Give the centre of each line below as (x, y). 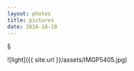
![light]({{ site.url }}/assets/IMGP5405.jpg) (67, 60)
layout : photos (29, 14)
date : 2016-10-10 (32, 26)
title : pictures (31, 20)
